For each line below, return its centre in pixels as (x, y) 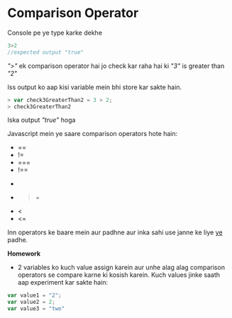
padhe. (18, 240)
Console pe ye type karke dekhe (55, 33)
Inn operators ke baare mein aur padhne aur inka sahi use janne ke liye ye (115, 232)
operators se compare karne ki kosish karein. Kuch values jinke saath (119, 275)
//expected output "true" (45, 52)
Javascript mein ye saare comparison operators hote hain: (93, 134)
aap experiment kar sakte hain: (63, 283)
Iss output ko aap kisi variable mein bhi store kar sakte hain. (95, 87)
